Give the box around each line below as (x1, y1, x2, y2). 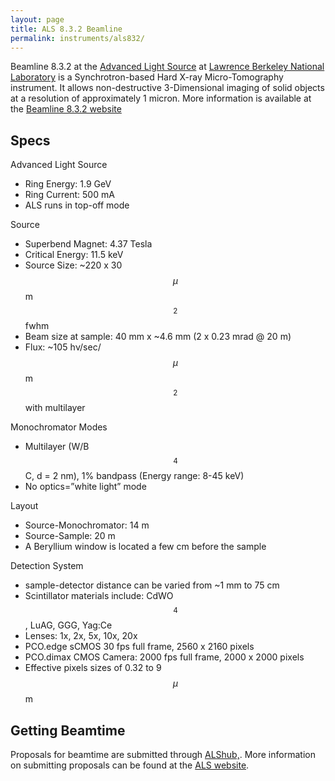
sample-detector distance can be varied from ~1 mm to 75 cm (24, 579, 280, 591)
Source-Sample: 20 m (24, 530, 116, 542)
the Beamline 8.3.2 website (10, 103, 122, 115)
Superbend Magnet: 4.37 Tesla (24, 238, 153, 250)
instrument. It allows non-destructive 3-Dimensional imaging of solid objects (10, 82, 325, 94)
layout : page (10, 14, 65, 25)
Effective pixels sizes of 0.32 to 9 (24, 662, 162, 674)
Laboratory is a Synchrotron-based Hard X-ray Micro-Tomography (10, 71, 284, 83)
